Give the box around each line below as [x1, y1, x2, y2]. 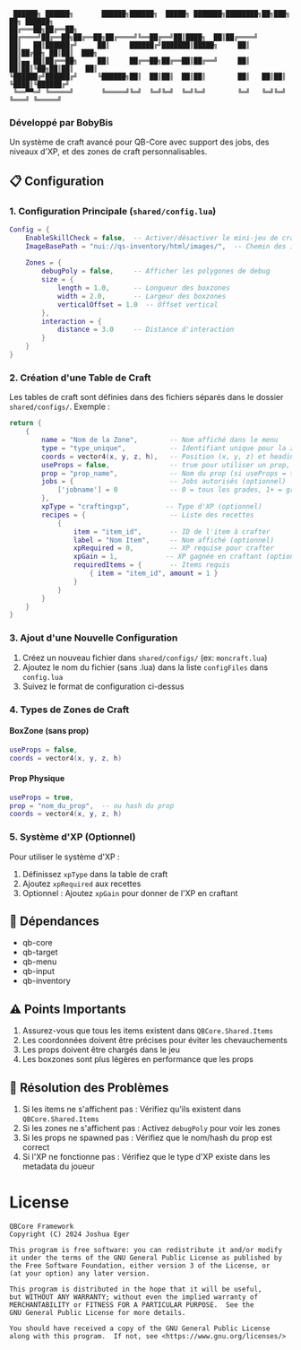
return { [9, 419, 42, 428]
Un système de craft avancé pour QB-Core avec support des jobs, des [9, 136, 270, 148]
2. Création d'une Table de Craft [9, 371, 151, 384]
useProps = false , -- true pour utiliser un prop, [41, 460, 291, 469]
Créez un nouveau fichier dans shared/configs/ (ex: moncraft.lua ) [21, 652, 268, 663]
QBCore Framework [9, 1222, 74, 1231]
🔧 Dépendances [9, 913, 100, 928]
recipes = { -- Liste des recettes [41, 510, 254, 519]
